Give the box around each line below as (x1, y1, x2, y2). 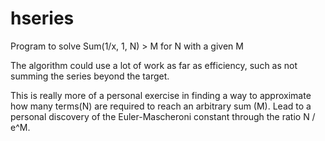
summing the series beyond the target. (10, 70, 170, 82)
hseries (10, 7, 75, 30)
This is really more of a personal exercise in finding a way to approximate (10, 89, 312, 101)
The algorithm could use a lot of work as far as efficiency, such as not (10, 59, 298, 71)
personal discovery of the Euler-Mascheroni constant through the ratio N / (10, 110, 316, 122)
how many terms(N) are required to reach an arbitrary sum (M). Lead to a (10, 100, 312, 112)
